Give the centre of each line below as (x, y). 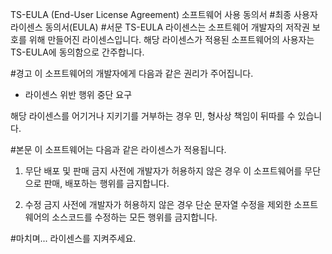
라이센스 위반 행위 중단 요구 (78, 94)
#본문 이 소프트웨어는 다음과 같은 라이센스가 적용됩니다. (118, 149)
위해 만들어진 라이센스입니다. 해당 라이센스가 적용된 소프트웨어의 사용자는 (171, 39)
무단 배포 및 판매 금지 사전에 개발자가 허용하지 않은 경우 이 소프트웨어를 (163, 171)
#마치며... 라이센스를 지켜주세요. (73, 238)
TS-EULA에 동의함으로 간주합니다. (77, 52)
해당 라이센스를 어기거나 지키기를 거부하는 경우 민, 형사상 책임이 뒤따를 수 (153, 116)
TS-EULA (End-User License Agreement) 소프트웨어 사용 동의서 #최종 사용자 (164, 14)
